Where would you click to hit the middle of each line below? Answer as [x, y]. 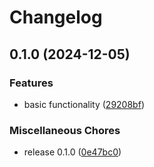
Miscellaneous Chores [65, 130]
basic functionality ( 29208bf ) [84, 104]
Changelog [56, 17]
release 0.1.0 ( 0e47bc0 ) [72, 152]
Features [31, 83]
